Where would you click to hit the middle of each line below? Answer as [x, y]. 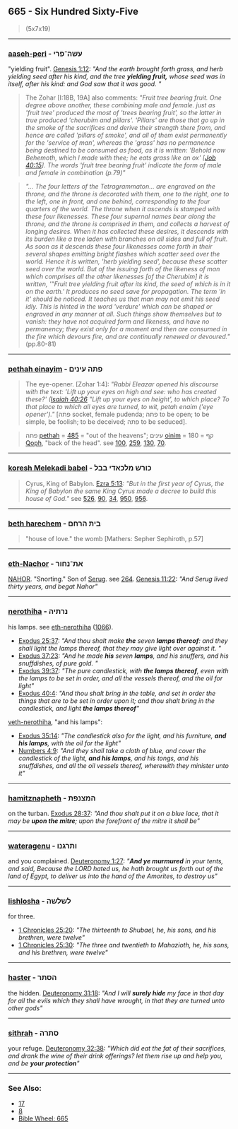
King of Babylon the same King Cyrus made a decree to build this [121, 491]
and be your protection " [44, 1063]
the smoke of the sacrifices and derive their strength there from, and [125, 128]
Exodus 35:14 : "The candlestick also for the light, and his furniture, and [122, 735]
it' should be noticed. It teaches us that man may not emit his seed [122, 299]
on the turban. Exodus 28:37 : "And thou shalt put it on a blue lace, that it [113, 813]
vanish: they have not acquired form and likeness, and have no [117, 321]
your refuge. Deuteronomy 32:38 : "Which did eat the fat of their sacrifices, [117, 1048]
